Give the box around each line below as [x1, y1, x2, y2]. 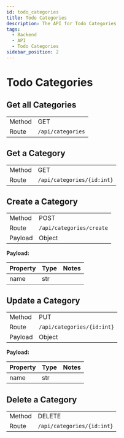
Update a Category [6, 295, 80, 306]
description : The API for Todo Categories [6, 20, 117, 26]
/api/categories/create [39, 225, 109, 232]
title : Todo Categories [6, 15, 68, 21]
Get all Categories [6, 100, 77, 111]
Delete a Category [6, 394, 77, 405]
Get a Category [6, 148, 66, 158]
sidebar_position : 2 [6, 49, 60, 55]
